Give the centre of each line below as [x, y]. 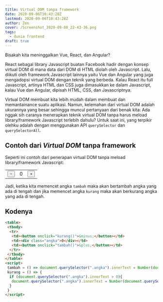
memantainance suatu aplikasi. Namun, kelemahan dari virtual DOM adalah [80, 104]
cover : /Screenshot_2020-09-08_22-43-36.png [51, 28]
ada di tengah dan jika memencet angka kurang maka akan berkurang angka [81, 191]
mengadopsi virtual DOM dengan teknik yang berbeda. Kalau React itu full [79, 79]
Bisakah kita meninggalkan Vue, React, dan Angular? [58, 55]
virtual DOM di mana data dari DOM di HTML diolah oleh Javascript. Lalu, [78, 69]
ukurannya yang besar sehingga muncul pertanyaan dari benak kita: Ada [78, 110]
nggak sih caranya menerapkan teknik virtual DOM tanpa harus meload [76, 115]
